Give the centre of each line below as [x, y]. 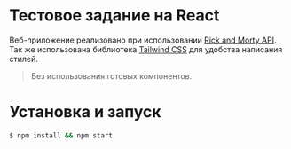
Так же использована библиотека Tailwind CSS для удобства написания [146, 49]
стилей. [24, 59]
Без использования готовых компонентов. [111, 75]
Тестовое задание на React [114, 16]
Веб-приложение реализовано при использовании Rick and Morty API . [143, 40]
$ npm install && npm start [61, 135]
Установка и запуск [85, 112]
